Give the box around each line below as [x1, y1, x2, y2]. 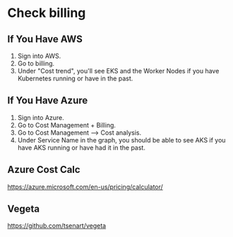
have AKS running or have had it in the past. [17, 143, 146, 152]
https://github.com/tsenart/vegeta [7, 221, 107, 230]
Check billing [7, 5, 86, 21]
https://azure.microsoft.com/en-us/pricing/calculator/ [7, 182, 164, 191]
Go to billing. [17, 59, 55, 68]
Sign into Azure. [17, 113, 65, 121]
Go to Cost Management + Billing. [17, 121, 116, 129]
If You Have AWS [7, 33, 83, 45]
